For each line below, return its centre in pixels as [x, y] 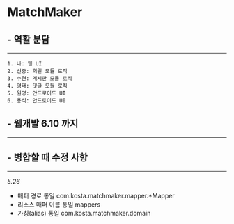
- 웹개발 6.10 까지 [43, 123]
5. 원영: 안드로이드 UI [37, 93]
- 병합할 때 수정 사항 [48, 158]
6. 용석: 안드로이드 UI [37, 101]
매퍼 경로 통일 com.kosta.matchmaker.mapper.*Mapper [96, 195]
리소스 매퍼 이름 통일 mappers [59, 204]
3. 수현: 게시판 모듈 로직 [40, 79]
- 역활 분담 [29, 39]
